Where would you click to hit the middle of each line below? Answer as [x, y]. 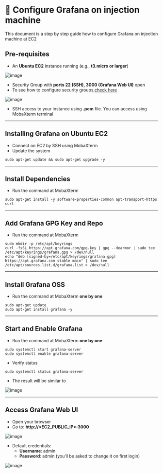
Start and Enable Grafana [44, 329]
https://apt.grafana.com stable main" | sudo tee [56, 261]
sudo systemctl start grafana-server [43, 350]
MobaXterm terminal [33, 114]
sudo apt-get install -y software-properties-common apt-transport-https [81, 200]
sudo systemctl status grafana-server [44, 371]
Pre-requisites [27, 54]
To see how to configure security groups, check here [65, 90]
